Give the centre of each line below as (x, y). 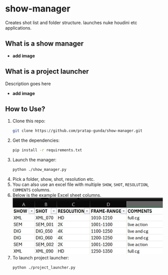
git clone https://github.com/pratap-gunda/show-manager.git (77, 131)
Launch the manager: (34, 160)
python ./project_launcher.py (44, 267)
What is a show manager (44, 44)
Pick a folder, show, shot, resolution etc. (53, 179)
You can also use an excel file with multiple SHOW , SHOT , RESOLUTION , (80, 184)
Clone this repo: (29, 121)
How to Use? (25, 109)
